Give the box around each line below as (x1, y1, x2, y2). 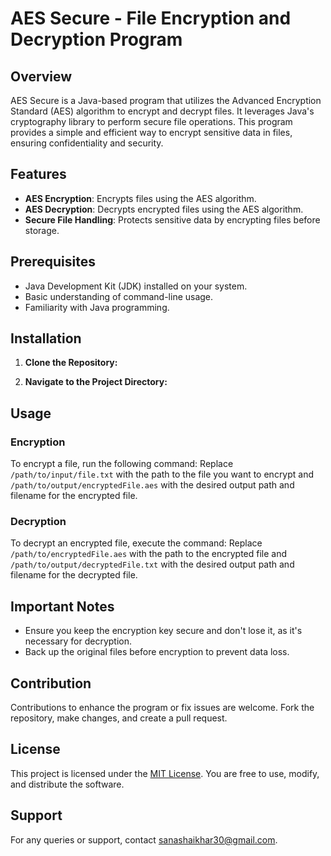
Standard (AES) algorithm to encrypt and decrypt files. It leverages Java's (10, 105, 315, 117)
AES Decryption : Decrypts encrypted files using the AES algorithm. (24, 203, 304, 215)
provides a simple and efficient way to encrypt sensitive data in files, (10, 127, 293, 138)
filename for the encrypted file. (10, 490, 138, 502)
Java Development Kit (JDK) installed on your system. (24, 280, 248, 292)
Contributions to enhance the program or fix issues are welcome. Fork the (10, 702, 315, 714)
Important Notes (10, 598, 115, 615)
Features (10, 166, 67, 183)
